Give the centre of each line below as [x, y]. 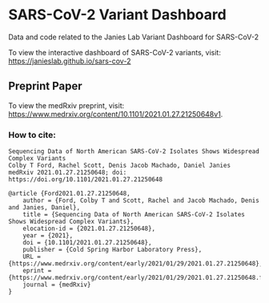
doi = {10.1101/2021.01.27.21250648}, [87, 243]
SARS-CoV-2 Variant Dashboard [117, 15]
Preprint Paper [45, 86]
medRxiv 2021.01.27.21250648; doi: [68, 173]
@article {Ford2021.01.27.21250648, [69, 194]
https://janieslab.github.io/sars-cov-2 [70, 61]
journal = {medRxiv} [57, 285]
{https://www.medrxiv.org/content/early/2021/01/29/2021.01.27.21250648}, [136, 264]
